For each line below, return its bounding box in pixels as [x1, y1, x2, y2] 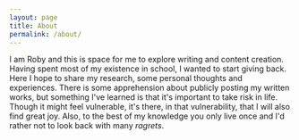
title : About [9, 21, 58, 30]
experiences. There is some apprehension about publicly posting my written [9, 82, 290, 94]
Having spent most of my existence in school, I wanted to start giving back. [9, 63, 287, 74]
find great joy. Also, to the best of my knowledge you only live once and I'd [9, 111, 285, 121]
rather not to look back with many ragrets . [9, 120, 165, 131]
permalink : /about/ [9, 29, 82, 38]
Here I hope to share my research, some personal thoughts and [9, 73, 243, 84]
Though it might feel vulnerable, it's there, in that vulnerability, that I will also [9, 102, 291, 112]
